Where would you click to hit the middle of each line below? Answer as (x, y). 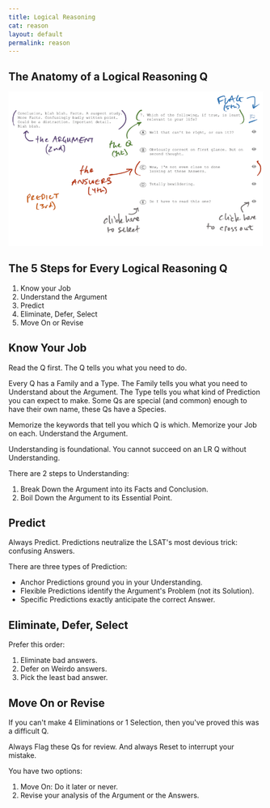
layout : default (36, 34)
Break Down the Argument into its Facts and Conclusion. (114, 489)
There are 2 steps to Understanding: (69, 473)
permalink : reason (39, 43)
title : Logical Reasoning (52, 17)
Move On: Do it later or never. (69, 787)
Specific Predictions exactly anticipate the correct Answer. (118, 600)
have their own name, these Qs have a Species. (88, 409)
